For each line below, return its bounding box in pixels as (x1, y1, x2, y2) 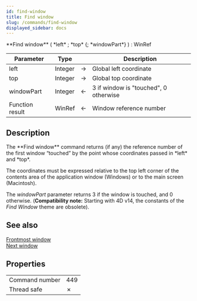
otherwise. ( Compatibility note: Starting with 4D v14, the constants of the (6, 197, 185, 204)
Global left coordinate (91, 65, 152, 73)
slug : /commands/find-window (6, 19, 77, 25)
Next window (6, 242, 38, 249)
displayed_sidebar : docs (6, 25, 67, 31)
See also (6, 220, 38, 230)
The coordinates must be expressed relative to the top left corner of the (6, 167, 179, 175)
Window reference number (91, 104, 166, 112)
